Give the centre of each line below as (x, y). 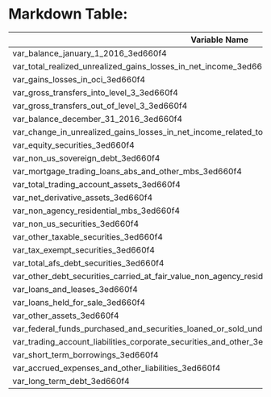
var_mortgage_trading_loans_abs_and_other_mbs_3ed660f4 (127, 171)
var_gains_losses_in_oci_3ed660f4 (79, 79)
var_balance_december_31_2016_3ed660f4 (98, 119)
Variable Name (219, 40)
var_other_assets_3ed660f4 (66, 316)
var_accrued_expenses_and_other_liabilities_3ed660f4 (117, 368)
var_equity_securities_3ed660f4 (73, 144)
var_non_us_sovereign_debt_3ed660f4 (86, 158)
